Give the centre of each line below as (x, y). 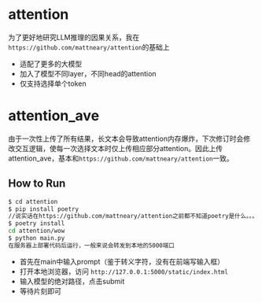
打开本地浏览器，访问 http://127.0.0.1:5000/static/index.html (124, 271)
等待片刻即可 (40, 291)
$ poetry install (37, 224)
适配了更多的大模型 (51, 64)
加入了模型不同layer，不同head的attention (88, 73)
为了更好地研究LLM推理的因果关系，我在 (74, 37)
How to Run (37, 184)
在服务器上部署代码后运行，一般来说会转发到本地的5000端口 (91, 246)
